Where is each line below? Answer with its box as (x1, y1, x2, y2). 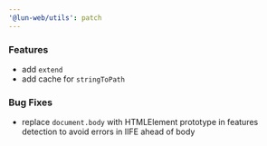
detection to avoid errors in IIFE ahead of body (21, 126, 195, 137)
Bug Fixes (8, 96, 53, 109)
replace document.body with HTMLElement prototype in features (21, 117, 259, 128)
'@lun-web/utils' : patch (8, 13, 102, 23)
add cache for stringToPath (21, 73, 126, 84)
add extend (21, 63, 63, 74)
